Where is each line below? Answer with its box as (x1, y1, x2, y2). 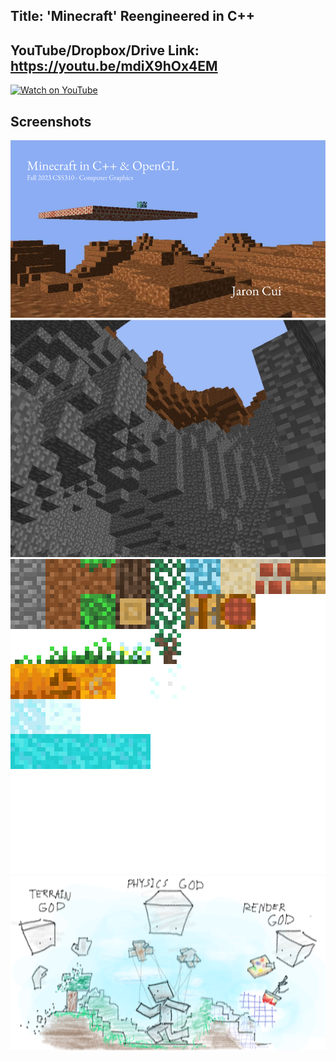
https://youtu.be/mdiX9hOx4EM (10, 57, 218, 74)
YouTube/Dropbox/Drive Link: (10, 42, 200, 59)
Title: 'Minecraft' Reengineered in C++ (10, 8, 255, 25)
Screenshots (10, 113, 92, 130)
